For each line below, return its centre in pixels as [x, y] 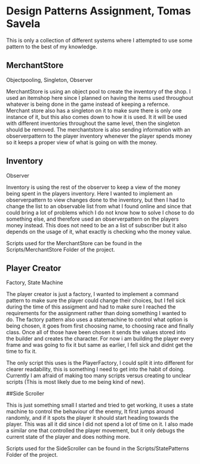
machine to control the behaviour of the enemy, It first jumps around [90, 411]
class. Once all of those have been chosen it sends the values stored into [96, 332]
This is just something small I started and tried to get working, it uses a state [100, 405]
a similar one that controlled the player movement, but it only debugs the [96, 431]
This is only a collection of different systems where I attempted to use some [99, 40]
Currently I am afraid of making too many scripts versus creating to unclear [99, 376]
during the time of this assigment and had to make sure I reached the [91, 307]
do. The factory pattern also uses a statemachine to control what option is [97, 320]
